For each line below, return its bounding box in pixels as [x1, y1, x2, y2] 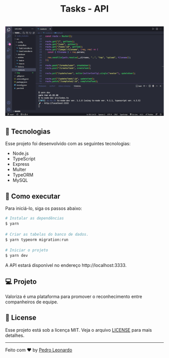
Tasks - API [60, 3, 109, 15]
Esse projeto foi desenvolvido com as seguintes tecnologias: [5, 141, 131, 147]
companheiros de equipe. [5, 299, 58, 305]
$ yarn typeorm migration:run [5, 237, 69, 242]
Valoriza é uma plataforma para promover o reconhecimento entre [5, 293, 142, 299]
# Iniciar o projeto [5, 248, 49, 253]
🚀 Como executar [5, 192, 60, 200]
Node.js [12, 150, 29, 157]
